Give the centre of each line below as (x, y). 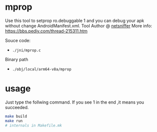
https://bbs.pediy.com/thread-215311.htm (46, 31)
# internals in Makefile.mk (34, 125)
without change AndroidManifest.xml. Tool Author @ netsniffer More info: (78, 25)
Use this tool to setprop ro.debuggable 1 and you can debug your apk (75, 21)
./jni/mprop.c (26, 50)
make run (14, 121)
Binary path (17, 59)
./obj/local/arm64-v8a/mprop (42, 69)
